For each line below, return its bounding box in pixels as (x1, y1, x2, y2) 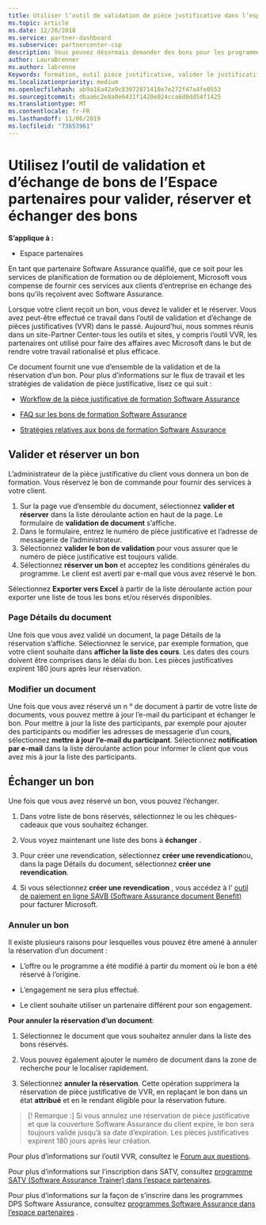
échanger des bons (8, 207, 139, 224)
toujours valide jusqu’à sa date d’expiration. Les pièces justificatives (27, 1127, 249, 1138)
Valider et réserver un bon (8, 448, 140, 461)
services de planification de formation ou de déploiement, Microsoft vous (8, 272, 248, 281)
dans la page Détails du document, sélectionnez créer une (19, 859, 211, 868)
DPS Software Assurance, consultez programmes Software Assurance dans (8, 1199, 256, 1209)
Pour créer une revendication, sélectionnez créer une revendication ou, (19, 850, 253, 860)
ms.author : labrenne (8, 63, 77, 71)
